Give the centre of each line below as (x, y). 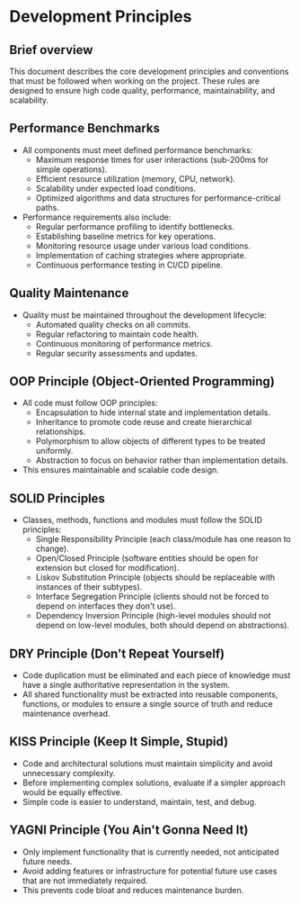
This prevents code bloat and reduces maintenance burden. (133, 890)
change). (52, 549)
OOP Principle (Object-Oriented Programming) (142, 381)
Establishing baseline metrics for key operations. (126, 236)
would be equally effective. (72, 792)
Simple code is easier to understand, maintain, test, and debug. (139, 801)
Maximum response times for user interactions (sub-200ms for (152, 159)
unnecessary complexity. (69, 773)
